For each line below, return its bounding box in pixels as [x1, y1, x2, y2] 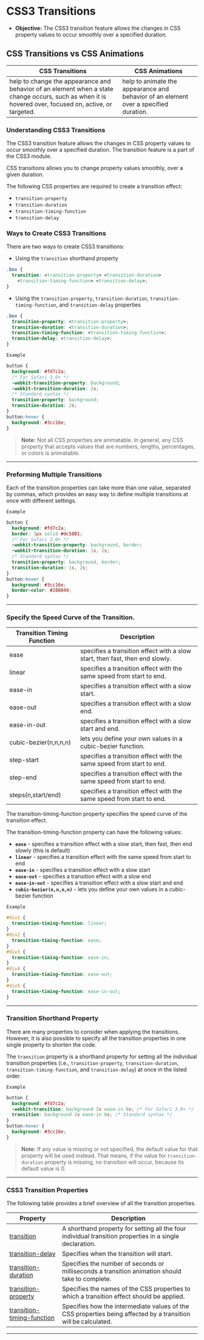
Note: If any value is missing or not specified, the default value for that [21, 1145, 198, 1153]
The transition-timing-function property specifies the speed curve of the [6, 810, 188, 818]
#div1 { [6, 914, 26, 921]
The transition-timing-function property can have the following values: [6, 829, 182, 836]
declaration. [61, 1239, 96, 1248]
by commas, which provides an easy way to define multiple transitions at [6, 490, 188, 497]
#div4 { [6, 966, 26, 972]
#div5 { [6, 983, 26, 989]
